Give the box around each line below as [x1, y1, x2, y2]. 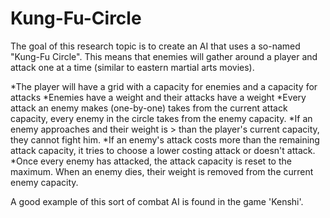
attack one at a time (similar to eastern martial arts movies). [10, 61, 255, 73]
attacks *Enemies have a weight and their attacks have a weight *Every [10, 91, 307, 103]
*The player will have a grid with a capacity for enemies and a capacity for [10, 80, 318, 92]
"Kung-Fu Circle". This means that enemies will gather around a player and [10, 50, 318, 62]
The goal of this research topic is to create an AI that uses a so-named [10, 40, 301, 52]
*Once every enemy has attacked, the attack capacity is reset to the [10, 155, 292, 167]
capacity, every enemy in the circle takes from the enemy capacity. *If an [10, 112, 313, 124]
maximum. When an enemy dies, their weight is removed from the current [10, 165, 314, 177]
